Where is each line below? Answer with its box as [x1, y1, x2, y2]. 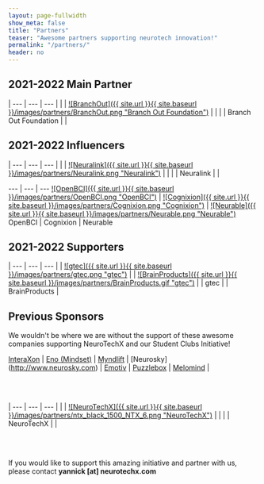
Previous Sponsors [8, 309, 105, 323]
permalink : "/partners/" [8, 41, 90, 49]
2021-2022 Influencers [8, 139, 125, 152]
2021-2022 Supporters [8, 240, 124, 254]
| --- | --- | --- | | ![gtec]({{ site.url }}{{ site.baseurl [8, 261, 172, 271]
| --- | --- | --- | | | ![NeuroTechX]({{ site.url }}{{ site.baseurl [8, 402, 202, 412]
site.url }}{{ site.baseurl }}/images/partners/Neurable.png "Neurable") [8, 209, 236, 218]
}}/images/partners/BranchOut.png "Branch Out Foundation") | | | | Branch [8, 107, 251, 117]
